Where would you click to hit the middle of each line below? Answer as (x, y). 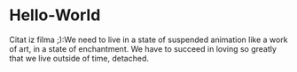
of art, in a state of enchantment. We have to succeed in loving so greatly (143, 48)
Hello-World (55, 15)
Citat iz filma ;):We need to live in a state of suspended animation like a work (148, 40)
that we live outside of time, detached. (79, 58)
